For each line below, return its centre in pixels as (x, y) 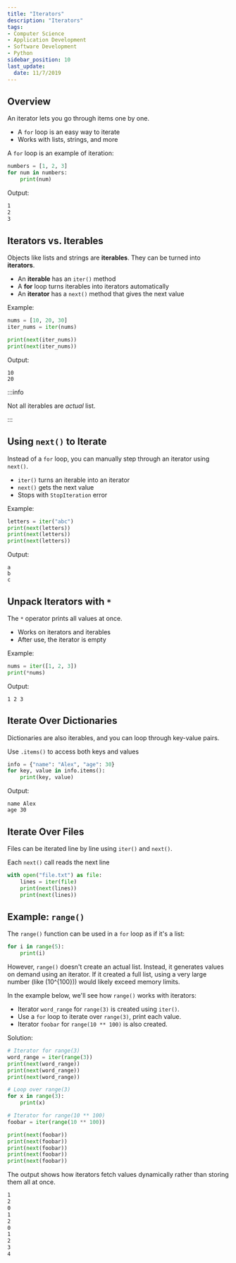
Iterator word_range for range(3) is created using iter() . (98, 1009)
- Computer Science (36, 34)
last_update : (26, 66)
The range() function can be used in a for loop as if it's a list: (96, 934)
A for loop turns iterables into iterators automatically (93, 286)
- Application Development (47, 40)
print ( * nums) (26, 672)
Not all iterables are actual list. (51, 406)
